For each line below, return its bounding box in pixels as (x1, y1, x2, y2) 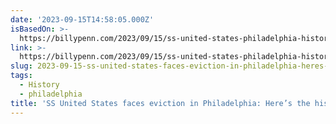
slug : (10, 61, 33, 71)
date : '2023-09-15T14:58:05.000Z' (10, 14, 155, 25)
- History (19, 80, 60, 90)
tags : (10, 71, 33, 81)
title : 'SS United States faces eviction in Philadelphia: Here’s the (10, 98, 311, 108)
